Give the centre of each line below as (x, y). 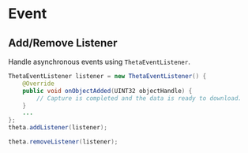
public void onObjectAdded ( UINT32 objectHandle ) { (107, 91)
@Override (39, 84)
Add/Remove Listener (63, 43)
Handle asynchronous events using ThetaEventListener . (100, 62)
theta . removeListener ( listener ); (63, 142)
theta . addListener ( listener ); (58, 128)
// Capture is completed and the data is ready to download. (139, 98)
